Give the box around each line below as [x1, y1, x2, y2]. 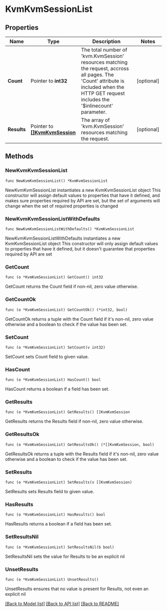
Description [92, 38, 121, 45]
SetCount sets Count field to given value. [5, 353, 89, 359]
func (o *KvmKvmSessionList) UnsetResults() [5, 577, 99, 582]
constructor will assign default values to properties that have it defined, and [5, 192, 160, 198]
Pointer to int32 [30, 78, 68, 84]
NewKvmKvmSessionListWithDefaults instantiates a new [5, 235, 121, 241]
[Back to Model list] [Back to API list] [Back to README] [5, 601, 119, 607]
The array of [81, 117, 110, 123]
